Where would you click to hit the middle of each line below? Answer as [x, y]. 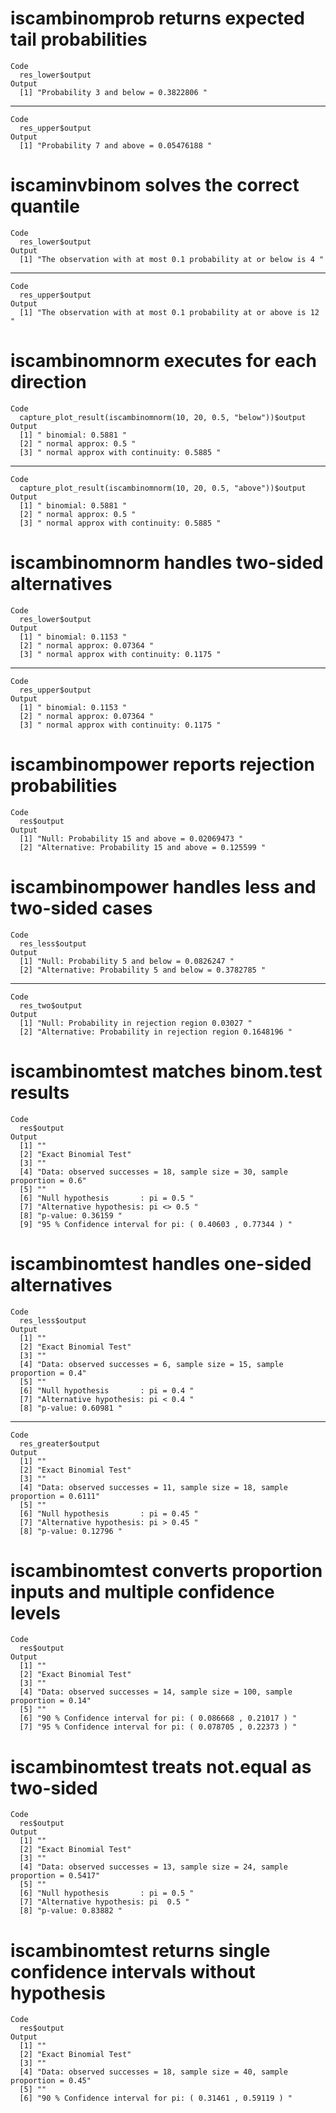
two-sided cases [81, 908]
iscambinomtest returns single [140, 1950]
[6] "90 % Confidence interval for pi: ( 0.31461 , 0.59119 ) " [156, 2098]
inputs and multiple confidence [142, 1591]
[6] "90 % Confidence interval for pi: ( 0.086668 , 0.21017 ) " [158, 1718]
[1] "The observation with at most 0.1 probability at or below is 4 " [172, 259]
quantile [45, 206]
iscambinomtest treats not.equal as [161, 1766]
